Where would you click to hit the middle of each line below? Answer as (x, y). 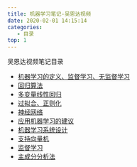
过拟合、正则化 (39, 103)
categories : (25, 27)
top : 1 (17, 41)
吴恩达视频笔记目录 (35, 62)
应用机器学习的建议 (46, 121)
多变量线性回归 (39, 95)
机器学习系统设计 (43, 130)
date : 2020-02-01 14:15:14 (47, 21)
